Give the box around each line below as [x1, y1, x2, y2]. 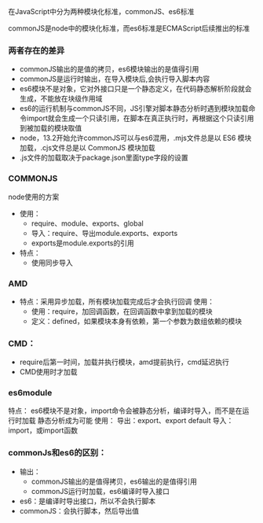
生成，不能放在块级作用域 [19, 94, 103, 104]
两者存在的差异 [8, 45, 65, 56]
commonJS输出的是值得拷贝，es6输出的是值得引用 [31, 477, 198, 486]
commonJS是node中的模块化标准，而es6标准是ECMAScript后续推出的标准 [8, 24, 250, 33]
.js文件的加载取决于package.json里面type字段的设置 [19, 153, 188, 163]
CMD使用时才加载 [19, 367, 78, 377]
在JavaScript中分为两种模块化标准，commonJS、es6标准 [8, 7, 195, 16]
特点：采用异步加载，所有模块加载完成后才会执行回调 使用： [19, 296, 214, 306]
